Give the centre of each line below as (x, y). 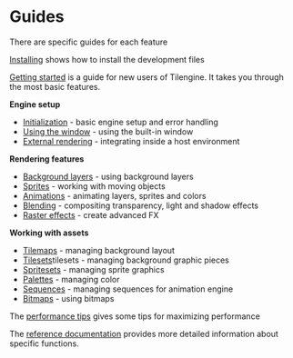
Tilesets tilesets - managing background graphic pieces (126, 260)
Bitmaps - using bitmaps (68, 298)
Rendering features (47, 159)
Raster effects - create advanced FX (91, 214)
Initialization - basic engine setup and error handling (120, 122)
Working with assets (49, 233)
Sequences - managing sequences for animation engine (128, 289)
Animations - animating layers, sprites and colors (114, 195)
